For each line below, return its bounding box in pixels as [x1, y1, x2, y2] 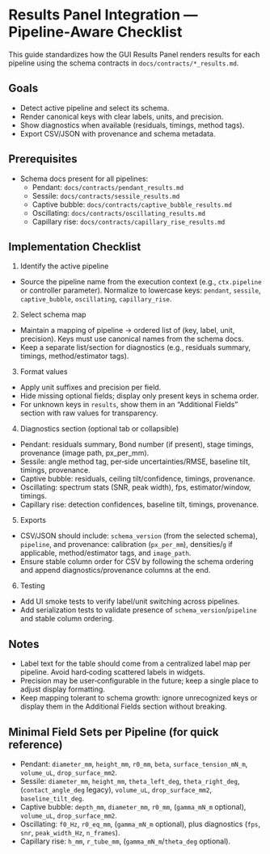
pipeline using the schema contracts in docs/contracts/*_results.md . [8, 58, 239, 68]
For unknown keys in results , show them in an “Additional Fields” [19, 400, 238, 410]
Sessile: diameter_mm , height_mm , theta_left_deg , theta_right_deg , [19, 776, 240, 785]
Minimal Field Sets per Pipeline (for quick [8, 725, 220, 738]
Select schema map [19, 309, 86, 320]
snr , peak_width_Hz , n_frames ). [19, 828, 120, 837]
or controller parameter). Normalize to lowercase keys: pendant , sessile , [19, 285, 261, 296]
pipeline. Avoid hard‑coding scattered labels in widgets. [19, 667, 205, 677]
